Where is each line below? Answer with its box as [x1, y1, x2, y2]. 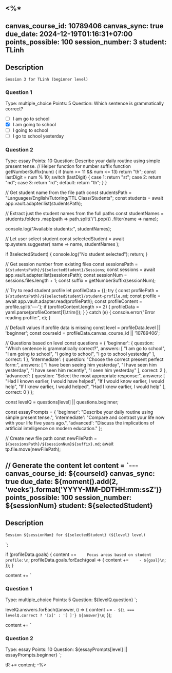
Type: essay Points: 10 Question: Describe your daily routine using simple [5, 158, 161, 164]
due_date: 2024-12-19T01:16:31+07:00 [5, 29, 133, 38]
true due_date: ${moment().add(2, [5, 477, 118, 486]
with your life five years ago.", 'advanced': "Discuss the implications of [5, 420, 155, 426]
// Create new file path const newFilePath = [5, 435, 98, 441]
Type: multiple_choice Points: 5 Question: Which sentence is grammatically [5, 100, 164, 106]
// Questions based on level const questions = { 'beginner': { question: [5, 340, 154, 346]
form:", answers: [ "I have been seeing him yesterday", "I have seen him [5, 362, 157, 368]
